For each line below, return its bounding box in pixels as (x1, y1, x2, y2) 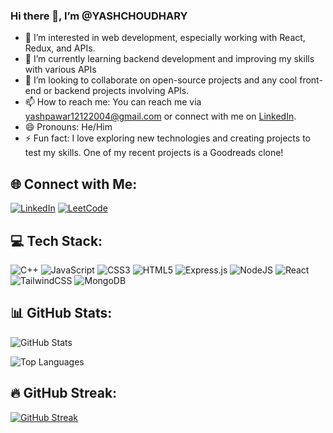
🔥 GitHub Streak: (10, 385, 118, 402)
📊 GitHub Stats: (10, 305, 113, 322)
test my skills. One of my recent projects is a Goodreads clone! (24, 147, 284, 159)
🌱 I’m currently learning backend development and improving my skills (24, 53, 315, 65)
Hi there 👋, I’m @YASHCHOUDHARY (10, 9, 188, 23)
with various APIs (24, 64, 97, 76)
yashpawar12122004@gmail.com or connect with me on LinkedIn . (24, 110, 297, 123)
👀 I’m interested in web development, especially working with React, (24, 32, 306, 44)
